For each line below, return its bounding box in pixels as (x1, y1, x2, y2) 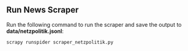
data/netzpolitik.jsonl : (6, 27, 64, 35)
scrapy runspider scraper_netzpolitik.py (6, 39, 114, 45)
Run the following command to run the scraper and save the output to (6, 21, 182, 28)
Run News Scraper (6, 5, 79, 15)
